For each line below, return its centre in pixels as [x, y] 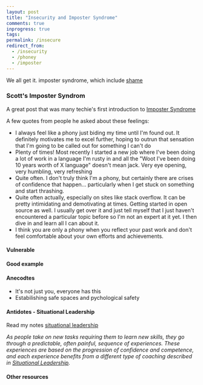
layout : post [23, 12]
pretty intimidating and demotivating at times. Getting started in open [101, 204]
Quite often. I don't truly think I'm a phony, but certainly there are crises [104, 178]
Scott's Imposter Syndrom [46, 96]
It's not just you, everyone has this [58, 291]
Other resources [27, 376]
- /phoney [24, 57]
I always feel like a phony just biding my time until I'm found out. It [97, 133]
